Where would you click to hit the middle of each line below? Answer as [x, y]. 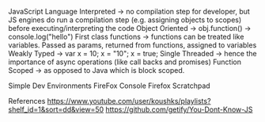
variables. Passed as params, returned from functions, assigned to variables [132, 45]
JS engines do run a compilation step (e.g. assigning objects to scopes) [125, 20]
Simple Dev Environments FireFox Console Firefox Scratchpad [110, 86]
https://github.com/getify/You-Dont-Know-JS [179, 109]
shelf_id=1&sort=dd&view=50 [56, 109]
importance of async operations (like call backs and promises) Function [125, 62]
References [27, 101]
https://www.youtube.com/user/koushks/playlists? [129, 101]
